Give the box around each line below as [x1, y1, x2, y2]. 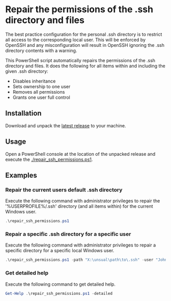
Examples [5, 171, 37, 179]
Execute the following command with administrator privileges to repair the [5, 198, 160, 204]
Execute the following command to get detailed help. [5, 281, 116, 287]
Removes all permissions [12, 89, 65, 95]
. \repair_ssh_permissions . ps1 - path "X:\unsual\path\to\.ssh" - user [5, 257, 154, 263]
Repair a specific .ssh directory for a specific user [5, 231, 131, 238]
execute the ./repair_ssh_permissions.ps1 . [5, 156, 93, 162]
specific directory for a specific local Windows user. [5, 248, 115, 254]
